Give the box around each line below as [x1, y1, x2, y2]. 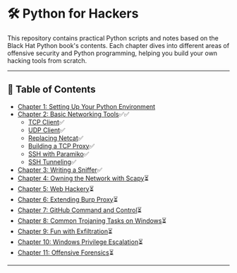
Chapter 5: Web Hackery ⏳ [17, 185, 94, 193]
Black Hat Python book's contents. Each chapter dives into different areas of [7, 41, 230, 50]
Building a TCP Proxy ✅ [28, 141, 95, 150]
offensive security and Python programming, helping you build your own [7, 49, 217, 57]
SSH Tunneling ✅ [28, 157, 77, 166]
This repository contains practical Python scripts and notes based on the [7, 33, 219, 42]
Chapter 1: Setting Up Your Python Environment [17, 102, 156, 110]
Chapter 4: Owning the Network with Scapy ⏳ [17, 174, 150, 182]
